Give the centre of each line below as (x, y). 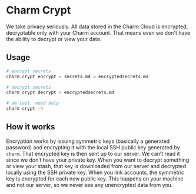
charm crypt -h (25, 109)
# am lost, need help (33, 103)
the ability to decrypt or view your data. (54, 39)
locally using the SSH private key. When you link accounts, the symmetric (95, 172)
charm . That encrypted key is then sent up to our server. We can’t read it (93, 153)
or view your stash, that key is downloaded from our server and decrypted (96, 166)
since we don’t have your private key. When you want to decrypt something (98, 160)
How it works (31, 127)
